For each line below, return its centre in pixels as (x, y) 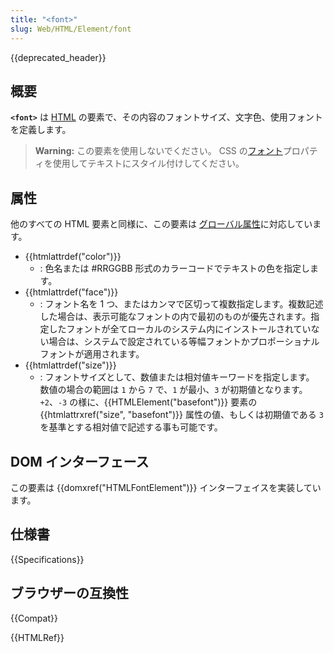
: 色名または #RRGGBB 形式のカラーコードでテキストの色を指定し (175, 268)
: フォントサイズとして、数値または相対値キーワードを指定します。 (177, 377)
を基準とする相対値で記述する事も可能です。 (131, 427)
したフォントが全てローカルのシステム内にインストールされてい (180, 329)
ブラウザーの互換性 (69, 593)
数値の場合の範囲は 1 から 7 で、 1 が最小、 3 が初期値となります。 (173, 390)
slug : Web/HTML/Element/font (71, 29)
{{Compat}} (34, 618)
